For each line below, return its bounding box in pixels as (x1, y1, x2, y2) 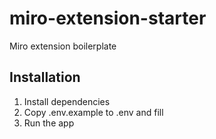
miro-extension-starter (9, 7, 207, 30)
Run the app (23, 117, 75, 129)
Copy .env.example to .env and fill (23, 106, 164, 118)
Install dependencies (23, 95, 111, 107)
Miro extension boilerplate (9, 40, 117, 52)
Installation (9, 69, 81, 86)
